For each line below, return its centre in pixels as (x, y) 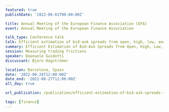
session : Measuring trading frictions (46, 51)
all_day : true (20, 84)
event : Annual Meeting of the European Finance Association (70, 28)
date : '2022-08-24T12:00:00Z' (37, 74)
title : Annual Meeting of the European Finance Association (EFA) (76, 24)
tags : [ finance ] (22, 102)
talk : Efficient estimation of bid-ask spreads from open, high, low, (81, 42)
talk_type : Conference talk (35, 37)
